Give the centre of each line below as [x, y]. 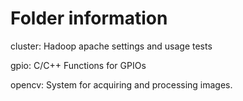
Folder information [89, 18]
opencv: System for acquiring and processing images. [121, 84]
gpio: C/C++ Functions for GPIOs [78, 65]
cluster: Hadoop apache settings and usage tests [111, 46]
